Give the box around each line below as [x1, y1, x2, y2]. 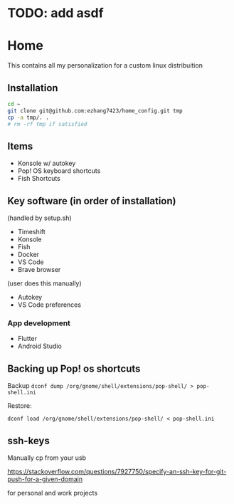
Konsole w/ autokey [17, 159, 76, 168]
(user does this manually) [7, 279, 82, 288]
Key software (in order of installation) [7, 194, 176, 207]
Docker [17, 251, 40, 259]
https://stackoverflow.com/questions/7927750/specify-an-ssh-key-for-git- [7, 467, 227, 476]
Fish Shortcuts [17, 174, 60, 183]
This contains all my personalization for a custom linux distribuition [7, 61, 203, 70]
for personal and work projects [7, 488, 98, 497]
